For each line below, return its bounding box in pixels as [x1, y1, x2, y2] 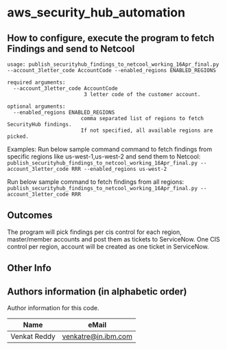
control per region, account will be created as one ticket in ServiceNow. [7, 242, 209, 250]
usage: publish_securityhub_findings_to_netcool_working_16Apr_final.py [7, 61, 219, 68]
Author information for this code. [7, 304, 99, 312]
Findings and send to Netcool [7, 43, 135, 54]
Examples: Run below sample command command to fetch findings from [7, 145, 213, 153]
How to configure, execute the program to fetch [7, 32, 215, 44]
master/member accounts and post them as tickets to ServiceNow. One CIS [7, 235, 221, 243]
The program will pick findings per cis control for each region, [7, 228, 182, 236]
